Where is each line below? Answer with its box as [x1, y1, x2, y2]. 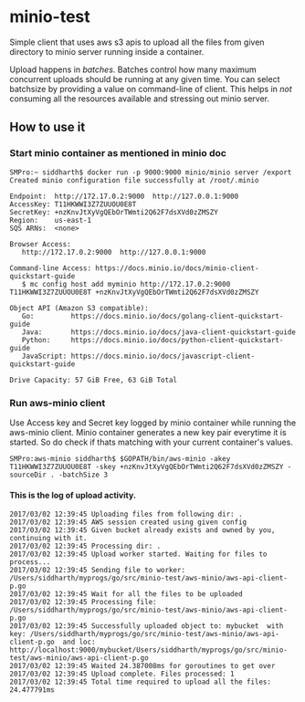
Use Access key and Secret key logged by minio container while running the [9, 417, 297, 428]
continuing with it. [9, 534, 89, 543]
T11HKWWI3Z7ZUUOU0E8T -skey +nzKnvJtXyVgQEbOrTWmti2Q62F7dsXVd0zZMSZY [9, 462, 284, 471]
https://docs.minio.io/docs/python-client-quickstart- [70, 335, 284, 344]
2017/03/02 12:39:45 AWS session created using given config [9, 518, 247, 527]
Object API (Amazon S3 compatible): [9, 303, 149, 312]
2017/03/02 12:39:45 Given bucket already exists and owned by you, [9, 526, 276, 535]
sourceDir [9, 470, 47, 479]
